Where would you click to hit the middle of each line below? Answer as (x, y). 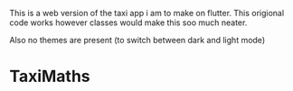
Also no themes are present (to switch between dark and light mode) (137, 40)
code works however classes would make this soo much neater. (128, 23)
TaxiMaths (50, 77)
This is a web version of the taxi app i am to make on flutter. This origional (147, 13)
